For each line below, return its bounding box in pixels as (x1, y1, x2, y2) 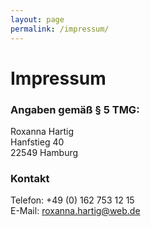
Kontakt (10, 171, 50, 185)
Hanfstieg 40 (10, 136, 65, 148)
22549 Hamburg (10, 146, 79, 158)
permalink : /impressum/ (10, 24, 110, 34)
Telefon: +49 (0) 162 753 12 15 (10, 194, 135, 206)
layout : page (10, 14, 65, 25)
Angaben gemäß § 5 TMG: (10, 102, 140, 116)
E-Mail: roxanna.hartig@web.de (10, 205, 141, 217)
